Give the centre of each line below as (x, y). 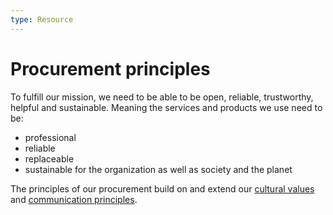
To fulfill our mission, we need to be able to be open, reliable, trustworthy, (162, 97)
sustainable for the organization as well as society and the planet (158, 169)
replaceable (49, 158)
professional (50, 137)
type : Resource (42, 19)
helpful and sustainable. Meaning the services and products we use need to (166, 107)
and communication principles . (74, 199)
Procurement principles (110, 68)
